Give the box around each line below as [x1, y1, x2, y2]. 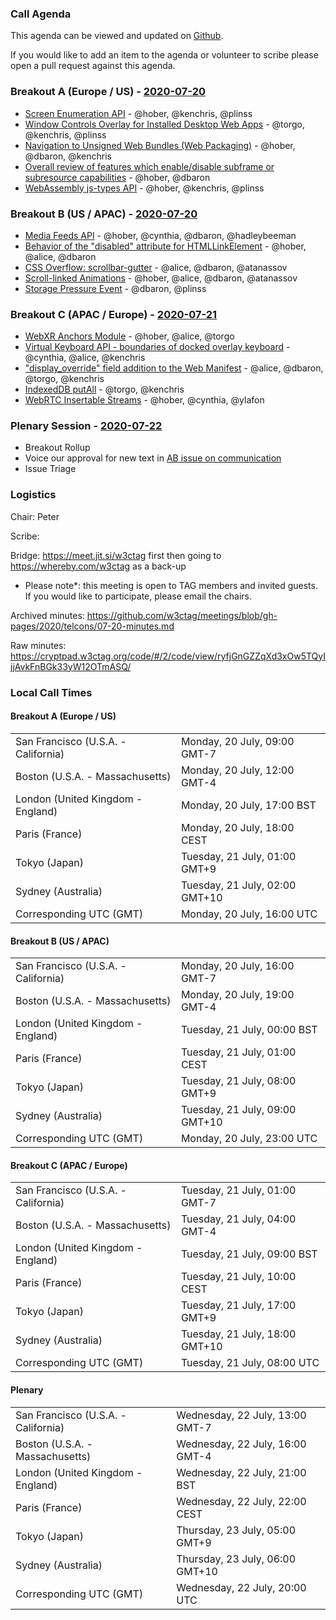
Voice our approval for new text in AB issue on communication [24, 452, 282, 464]
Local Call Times [10, 685, 93, 699]
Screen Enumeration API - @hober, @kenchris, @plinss [24, 107, 253, 119]
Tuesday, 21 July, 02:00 [180, 878, 297, 892]
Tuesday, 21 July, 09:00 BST [180, 1247, 318, 1261]
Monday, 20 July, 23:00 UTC [180, 1132, 318, 1146]
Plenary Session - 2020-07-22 [10, 419, 163, 433]
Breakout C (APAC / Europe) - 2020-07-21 [10, 307, 218, 321]
